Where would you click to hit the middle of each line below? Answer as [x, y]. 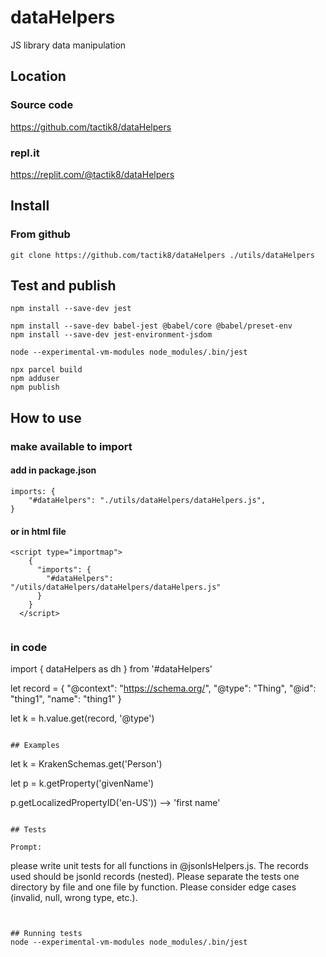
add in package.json [53, 470]
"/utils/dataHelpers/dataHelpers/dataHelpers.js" [116, 587]
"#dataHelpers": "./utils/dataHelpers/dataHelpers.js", [147, 500]
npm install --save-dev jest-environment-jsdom [111, 335]
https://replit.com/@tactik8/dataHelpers [92, 174]
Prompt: [26, 847]
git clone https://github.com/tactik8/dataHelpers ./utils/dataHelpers [162, 255]
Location [38, 76]
